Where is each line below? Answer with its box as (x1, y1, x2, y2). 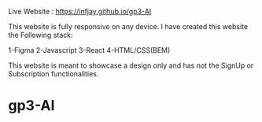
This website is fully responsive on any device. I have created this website (8, 22, 249, 31)
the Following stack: (8, 31, 73, 39)
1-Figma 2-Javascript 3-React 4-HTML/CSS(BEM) (8, 46, 171, 54)
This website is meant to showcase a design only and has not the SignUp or (8, 61, 254, 70)
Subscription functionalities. (8, 69, 99, 78)
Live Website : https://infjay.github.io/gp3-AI (8, 7, 152, 16)
